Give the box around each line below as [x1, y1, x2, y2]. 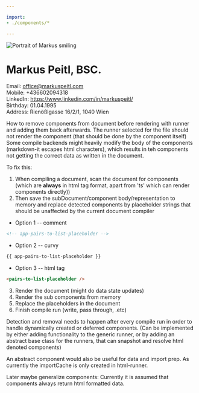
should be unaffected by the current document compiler [14, 208, 155, 215]
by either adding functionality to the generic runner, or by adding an [6, 331, 175, 338]
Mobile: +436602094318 [6, 89, 68, 97]
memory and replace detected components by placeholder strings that [14, 201, 191, 208]
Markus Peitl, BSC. [6, 63, 102, 76]
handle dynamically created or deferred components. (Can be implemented [6, 324, 194, 332]
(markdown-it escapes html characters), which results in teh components [6, 145, 189, 153]
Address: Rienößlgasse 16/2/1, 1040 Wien [6, 108, 109, 115]
